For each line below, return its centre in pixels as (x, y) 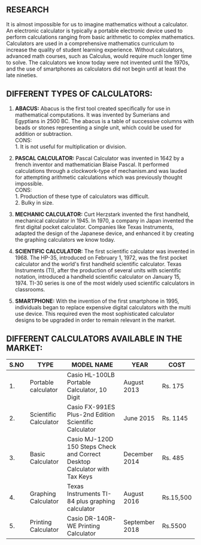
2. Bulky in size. (34, 202)
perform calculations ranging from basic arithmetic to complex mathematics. (100, 37)
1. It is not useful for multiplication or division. (71, 147)
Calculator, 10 (87, 390)
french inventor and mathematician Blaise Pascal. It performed (92, 165)
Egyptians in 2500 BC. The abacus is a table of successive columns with (104, 121)
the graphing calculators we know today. (65, 239)
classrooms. (30, 289)
